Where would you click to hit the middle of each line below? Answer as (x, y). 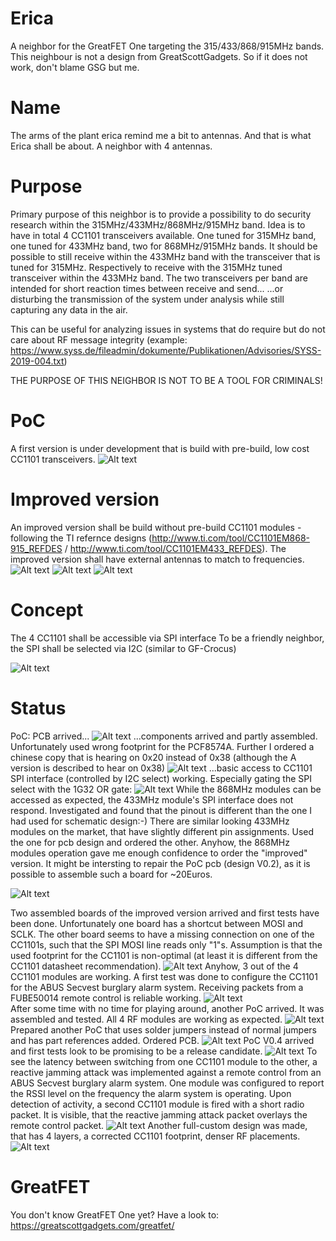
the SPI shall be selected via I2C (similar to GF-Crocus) (123, 648)
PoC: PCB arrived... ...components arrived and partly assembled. (164, 736)
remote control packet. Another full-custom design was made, (159, 1125)
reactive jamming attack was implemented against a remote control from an (166, 1072)
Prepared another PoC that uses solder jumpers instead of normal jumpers (163, 1029)
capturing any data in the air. (69, 309)
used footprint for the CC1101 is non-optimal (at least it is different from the (164, 955)
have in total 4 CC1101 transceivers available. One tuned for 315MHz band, (163, 235)
